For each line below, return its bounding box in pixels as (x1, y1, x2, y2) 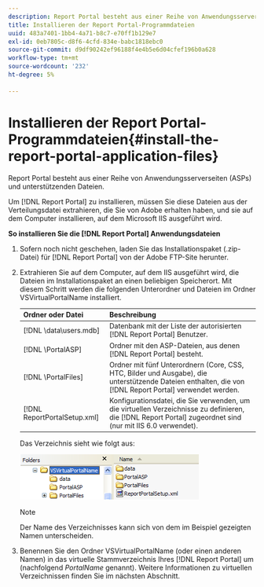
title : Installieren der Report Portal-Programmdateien (8, 20, 195, 29)
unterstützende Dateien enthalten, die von (108, 376, 245, 386)
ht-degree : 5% (8, 71, 55, 79)
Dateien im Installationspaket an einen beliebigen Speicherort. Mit (19, 276, 233, 285)
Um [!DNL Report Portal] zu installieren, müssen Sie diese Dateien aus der (8, 196, 247, 206)
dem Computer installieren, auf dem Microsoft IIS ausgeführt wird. (8, 213, 222, 223)
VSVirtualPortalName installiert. (19, 292, 122, 302)
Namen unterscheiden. (19, 530, 94, 540)
